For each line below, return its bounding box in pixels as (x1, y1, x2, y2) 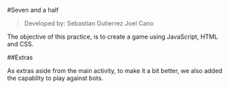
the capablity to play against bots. (7, 74, 103, 82)
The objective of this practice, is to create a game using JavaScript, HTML (7, 32, 219, 41)
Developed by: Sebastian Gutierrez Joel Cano (23, 19, 154, 27)
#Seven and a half (7, 6, 59, 14)
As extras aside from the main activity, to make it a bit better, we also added (7, 67, 223, 75)
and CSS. (7, 40, 34, 48)
